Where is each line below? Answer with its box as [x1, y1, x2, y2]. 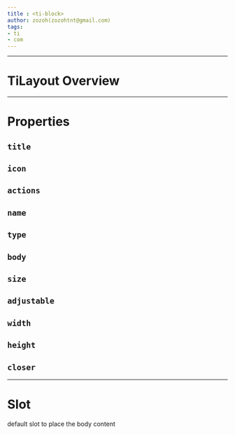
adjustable [7, 296, 55, 306]
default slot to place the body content [7, 420, 115, 428]
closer [7, 362, 36, 372]
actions [7, 186, 41, 196]
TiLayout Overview [7, 73, 120, 89]
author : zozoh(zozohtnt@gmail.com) [7, 17, 111, 24]
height [7, 340, 36, 350]
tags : [7, 23, 23, 30]
